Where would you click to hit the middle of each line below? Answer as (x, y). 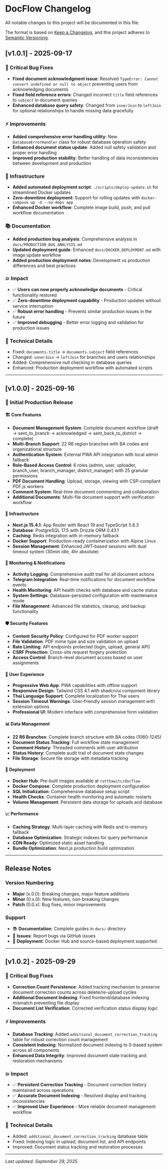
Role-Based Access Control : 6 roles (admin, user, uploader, (74, 465)
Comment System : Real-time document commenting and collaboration (85, 492)
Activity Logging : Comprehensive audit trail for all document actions (83, 574)
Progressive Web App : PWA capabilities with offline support (75, 685)
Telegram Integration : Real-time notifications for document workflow (84, 580)
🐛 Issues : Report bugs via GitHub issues (54, 936)
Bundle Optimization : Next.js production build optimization (73, 848)
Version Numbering (29, 883)
